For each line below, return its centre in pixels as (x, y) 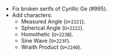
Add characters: (32, 15)
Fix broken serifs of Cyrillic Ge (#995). (60, 9)
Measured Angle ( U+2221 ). (53, 21)
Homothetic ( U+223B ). (47, 34)
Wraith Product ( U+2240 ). (51, 47)
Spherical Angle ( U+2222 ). (52, 28)
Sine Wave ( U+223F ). (46, 41)
